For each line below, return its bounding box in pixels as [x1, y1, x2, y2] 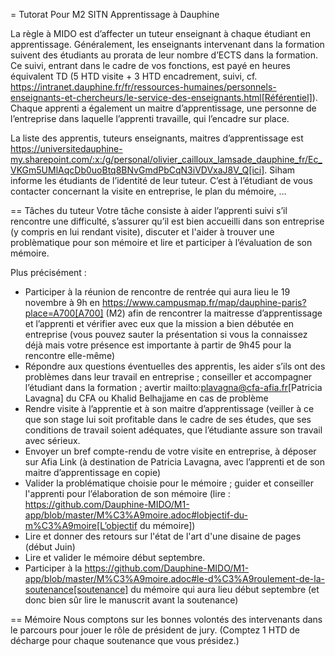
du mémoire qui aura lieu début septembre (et [130, 584, 320, 595]
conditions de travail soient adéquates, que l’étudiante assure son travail [24, 424, 323, 436]
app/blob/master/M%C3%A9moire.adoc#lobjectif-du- [24, 509, 248, 521]
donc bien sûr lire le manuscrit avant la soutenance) [24, 594, 239, 606]
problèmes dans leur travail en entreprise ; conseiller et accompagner [24, 371, 313, 383]
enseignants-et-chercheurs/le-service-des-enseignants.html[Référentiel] [10, 92, 313, 103]
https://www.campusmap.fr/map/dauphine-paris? [102, 297, 307, 308]
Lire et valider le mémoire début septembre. [24, 552, 206, 563]
